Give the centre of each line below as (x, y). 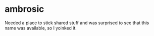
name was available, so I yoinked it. (41, 28)
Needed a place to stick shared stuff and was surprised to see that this (77, 23)
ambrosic (25, 9)
